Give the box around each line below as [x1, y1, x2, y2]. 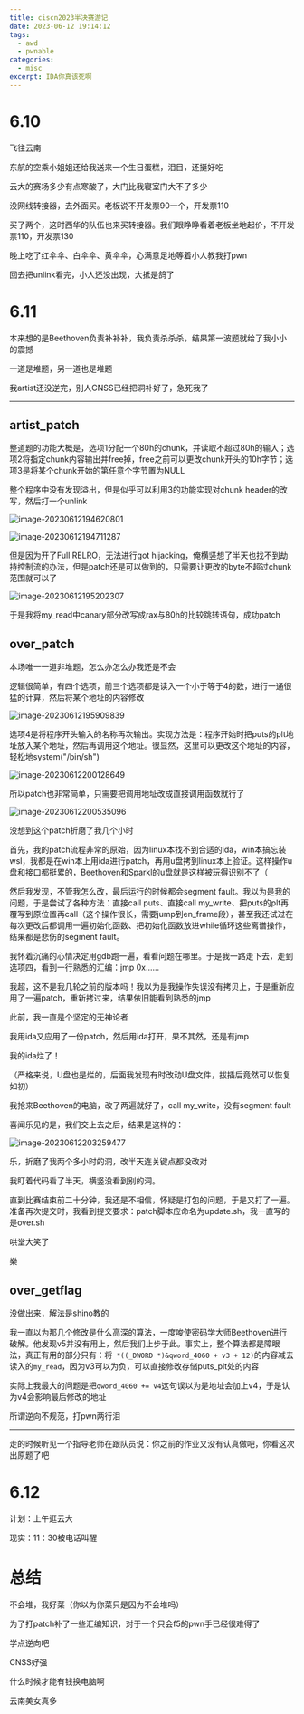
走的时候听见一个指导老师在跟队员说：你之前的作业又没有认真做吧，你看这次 [9, 1439, 295, 1450]
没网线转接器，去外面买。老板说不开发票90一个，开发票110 [9, 200, 229, 211]
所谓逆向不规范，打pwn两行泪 [9, 1411, 121, 1422]
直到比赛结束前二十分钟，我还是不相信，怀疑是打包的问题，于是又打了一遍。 [9, 1194, 295, 1205]
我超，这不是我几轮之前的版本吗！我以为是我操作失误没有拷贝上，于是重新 [9, 981, 287, 992]
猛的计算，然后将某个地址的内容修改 [9, 692, 145, 703]
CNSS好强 [9, 1656, 48, 1667]
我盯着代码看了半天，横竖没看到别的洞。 [9, 1175, 160, 1186]
